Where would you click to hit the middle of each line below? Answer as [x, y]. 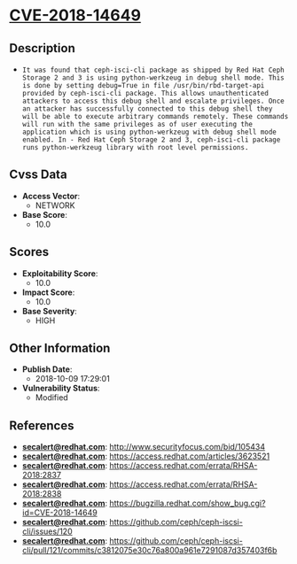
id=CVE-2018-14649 [59, 513]
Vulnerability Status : [61, 388]
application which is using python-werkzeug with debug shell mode [149, 132]
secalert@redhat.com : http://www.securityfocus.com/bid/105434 [144, 447]
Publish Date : [47, 369]
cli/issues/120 [47, 531]
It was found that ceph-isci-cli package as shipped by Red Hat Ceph [153, 70]
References [42, 425]
